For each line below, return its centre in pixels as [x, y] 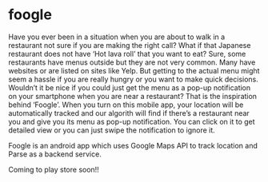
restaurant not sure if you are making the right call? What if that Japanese [130, 45]
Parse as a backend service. [55, 154]
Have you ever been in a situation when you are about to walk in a [117, 37]
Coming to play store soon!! [54, 169]
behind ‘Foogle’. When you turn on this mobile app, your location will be [126, 105]
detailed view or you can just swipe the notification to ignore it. [112, 130]
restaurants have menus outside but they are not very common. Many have [132, 62]
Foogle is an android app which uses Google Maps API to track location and [133, 145]
